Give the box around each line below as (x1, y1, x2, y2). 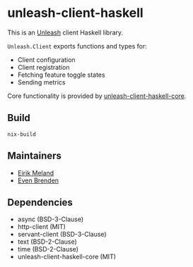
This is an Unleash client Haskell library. (7, 28, 124, 37)
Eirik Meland (17, 168, 54, 177)
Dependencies (7, 196, 73, 209)
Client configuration (17, 55, 76, 64)
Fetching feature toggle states (17, 70, 105, 79)
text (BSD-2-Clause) (17, 237, 78, 246)
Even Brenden (17, 176, 59, 185)
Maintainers (7, 150, 62, 162)
